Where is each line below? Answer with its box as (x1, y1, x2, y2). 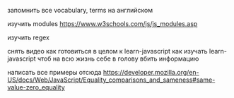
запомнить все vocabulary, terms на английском (7, 6, 153, 14)
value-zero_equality (7, 83, 65, 91)
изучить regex (7, 33, 49, 42)
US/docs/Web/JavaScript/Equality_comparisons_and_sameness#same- (7, 75, 216, 84)
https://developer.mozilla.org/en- (103, 68, 199, 76)
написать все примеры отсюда (7, 68, 102, 76)
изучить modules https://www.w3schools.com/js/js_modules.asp (7, 20, 198, 27)
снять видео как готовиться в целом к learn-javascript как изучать (7, 47, 208, 55)
